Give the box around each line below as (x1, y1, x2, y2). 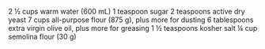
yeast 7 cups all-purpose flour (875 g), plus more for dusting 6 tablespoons (8, 15, 254, 24)
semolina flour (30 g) (8, 32, 77, 41)
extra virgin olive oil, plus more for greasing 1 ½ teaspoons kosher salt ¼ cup (8, 24, 258, 32)
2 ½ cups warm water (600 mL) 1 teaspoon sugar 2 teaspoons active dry (8, 7, 245, 16)
